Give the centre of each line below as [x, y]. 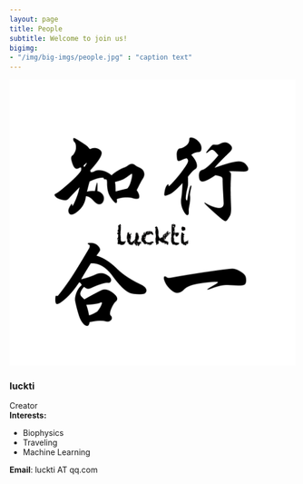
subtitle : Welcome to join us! [68, 38]
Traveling [40, 443]
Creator [24, 406]
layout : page [34, 19]
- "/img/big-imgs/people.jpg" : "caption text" [101, 58]
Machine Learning [56, 452]
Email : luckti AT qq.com [54, 470]
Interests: [28, 415]
